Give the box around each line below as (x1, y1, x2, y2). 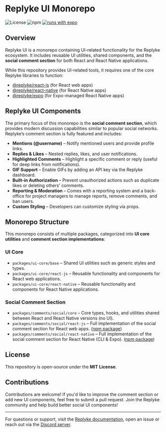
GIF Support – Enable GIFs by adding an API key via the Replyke (12, 167, 143, 173)
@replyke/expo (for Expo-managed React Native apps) (12, 92, 124, 98)
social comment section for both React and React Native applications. (5, 58, 149, 63)
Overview (5, 34, 36, 42)
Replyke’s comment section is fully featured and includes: (5, 130, 123, 136)
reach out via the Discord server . (5, 421, 72, 427)
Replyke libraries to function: (5, 72, 64, 78)
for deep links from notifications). (12, 161, 81, 167)
